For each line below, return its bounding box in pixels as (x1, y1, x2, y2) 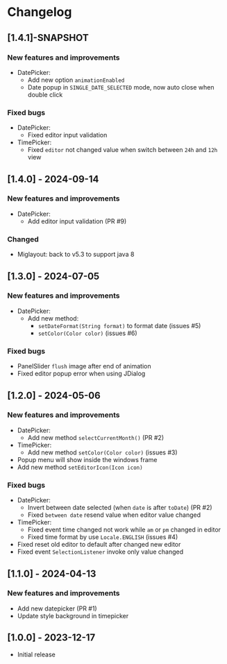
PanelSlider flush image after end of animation (17, 362, 151, 371)
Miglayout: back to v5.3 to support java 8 (17, 250, 135, 259)
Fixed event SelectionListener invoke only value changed (17, 547, 184, 556)
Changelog (7, 4, 72, 20)
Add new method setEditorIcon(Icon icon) (17, 463, 144, 471)
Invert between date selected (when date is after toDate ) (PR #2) (27, 504, 213, 512)
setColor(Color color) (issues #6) (37, 329, 137, 337)
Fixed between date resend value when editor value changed (27, 511, 201, 519)
